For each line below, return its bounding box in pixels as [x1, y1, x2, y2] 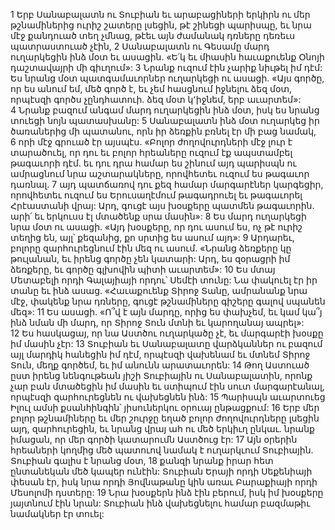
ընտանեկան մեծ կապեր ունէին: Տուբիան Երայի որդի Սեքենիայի [10, 465, 313, 477]
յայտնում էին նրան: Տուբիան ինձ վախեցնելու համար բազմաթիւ [10, 497, 311, 509]
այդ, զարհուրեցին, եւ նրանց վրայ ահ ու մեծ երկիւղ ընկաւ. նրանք [10, 423, 315, 434]
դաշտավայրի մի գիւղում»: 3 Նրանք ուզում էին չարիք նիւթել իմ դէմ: [10, 62, 323, 73]
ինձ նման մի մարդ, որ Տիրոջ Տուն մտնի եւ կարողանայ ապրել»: [10, 317, 305, 328]
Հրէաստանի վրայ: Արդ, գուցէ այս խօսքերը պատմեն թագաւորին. [10, 200, 315, 211]
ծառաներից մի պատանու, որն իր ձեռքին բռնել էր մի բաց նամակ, [10, 125, 317, 137]
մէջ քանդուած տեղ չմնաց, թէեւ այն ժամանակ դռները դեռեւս [10, 30, 296, 41]
